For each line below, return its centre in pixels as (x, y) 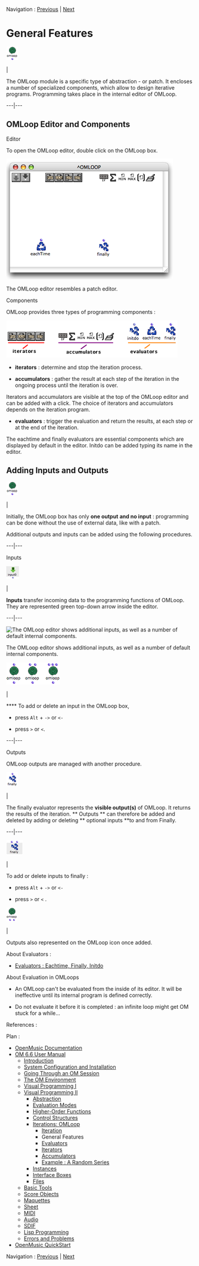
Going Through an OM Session (61, 1073)
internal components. (32, 654)
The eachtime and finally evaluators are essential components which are (95, 439)
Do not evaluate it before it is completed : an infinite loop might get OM (102, 1006)
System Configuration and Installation (70, 1067)
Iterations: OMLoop (56, 1124)
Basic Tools (38, 1188)
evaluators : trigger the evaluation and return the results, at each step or (104, 421)
